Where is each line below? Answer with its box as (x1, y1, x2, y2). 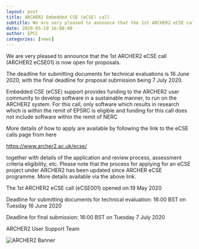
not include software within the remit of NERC (6, 113, 118, 120)
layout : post (6, 8, 38, 15)
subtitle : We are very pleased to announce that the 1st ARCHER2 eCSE (6, 20, 184, 25)
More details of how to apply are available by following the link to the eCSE (6, 125, 188, 132)
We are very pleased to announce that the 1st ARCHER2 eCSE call (6, 53, 167, 59)
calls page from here (6, 131, 57, 138)
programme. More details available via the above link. (6, 173, 136, 180)
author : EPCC (6, 31, 38, 37)
